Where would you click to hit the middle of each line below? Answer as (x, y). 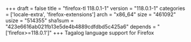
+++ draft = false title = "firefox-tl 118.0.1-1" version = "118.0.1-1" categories (95, 8)
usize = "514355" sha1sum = (40, 20)
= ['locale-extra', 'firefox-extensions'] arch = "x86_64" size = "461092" (91, 14)
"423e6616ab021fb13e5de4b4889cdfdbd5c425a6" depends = (81, 26)
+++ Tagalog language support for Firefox (103, 33)
